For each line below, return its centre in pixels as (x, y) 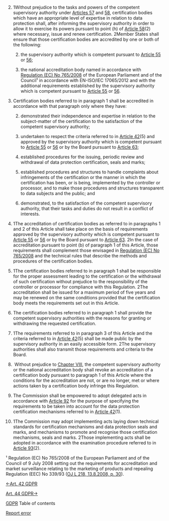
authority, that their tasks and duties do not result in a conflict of (87, 208)
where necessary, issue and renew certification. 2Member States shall (86, 34)
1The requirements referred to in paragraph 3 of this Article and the (82, 333)
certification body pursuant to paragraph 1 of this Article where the (82, 375)
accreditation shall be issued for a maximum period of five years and (84, 292)
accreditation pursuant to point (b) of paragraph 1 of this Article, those (86, 245)
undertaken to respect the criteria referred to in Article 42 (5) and (88, 136)
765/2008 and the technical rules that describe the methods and (80, 256)
